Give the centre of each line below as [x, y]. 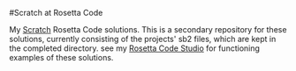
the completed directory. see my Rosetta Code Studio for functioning [135, 48]
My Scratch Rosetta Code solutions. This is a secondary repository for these [148, 29]
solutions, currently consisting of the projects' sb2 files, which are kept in [143, 39]
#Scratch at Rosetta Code [56, 13]
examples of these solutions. [61, 57]
